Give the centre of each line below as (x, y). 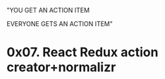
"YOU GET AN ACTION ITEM (48, 10)
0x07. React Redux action (82, 53)
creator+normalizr (61, 67)
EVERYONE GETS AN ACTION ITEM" (60, 24)
